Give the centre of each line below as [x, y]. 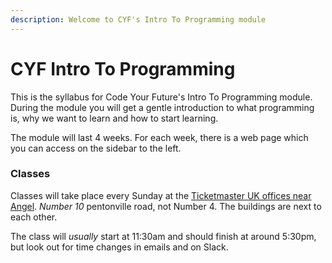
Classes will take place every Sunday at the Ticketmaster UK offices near [161, 195]
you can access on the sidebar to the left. [96, 148]
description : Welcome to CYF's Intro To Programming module [138, 19]
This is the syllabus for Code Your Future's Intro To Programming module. [161, 97]
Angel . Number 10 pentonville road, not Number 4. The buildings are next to [166, 206]
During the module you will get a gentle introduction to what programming [162, 107]
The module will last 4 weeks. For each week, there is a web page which [159, 137]
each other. [34, 217]
